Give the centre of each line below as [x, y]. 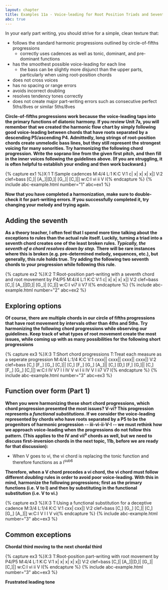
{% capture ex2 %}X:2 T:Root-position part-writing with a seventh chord [80, 274]
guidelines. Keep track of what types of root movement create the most [81, 334]
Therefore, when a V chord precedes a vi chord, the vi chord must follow [82, 472]
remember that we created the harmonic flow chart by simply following [80, 127]
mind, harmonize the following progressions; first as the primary [74, 482]
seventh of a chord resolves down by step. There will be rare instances [80, 248]
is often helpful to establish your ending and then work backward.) [76, 164]
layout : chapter [22, 10]
